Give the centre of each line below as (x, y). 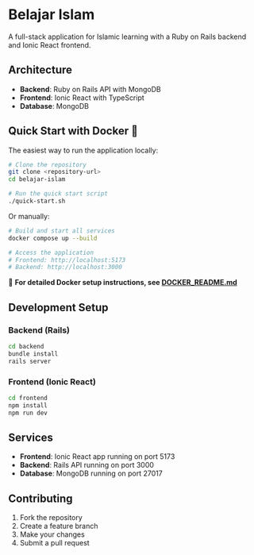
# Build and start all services (62, 231)
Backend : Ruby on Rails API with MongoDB (90, 89)
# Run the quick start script (58, 194)
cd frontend (28, 398)
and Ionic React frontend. (50, 44)
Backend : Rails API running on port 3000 (87, 465)
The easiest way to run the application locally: (83, 150)
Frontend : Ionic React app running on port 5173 (97, 457)
